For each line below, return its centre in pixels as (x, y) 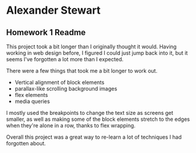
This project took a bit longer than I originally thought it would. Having (91, 46)
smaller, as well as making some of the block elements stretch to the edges (98, 119)
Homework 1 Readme (46, 32)
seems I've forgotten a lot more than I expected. (65, 59)
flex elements (31, 95)
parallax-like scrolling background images (66, 89)
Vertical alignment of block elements (60, 82)
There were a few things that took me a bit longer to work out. (82, 71)
